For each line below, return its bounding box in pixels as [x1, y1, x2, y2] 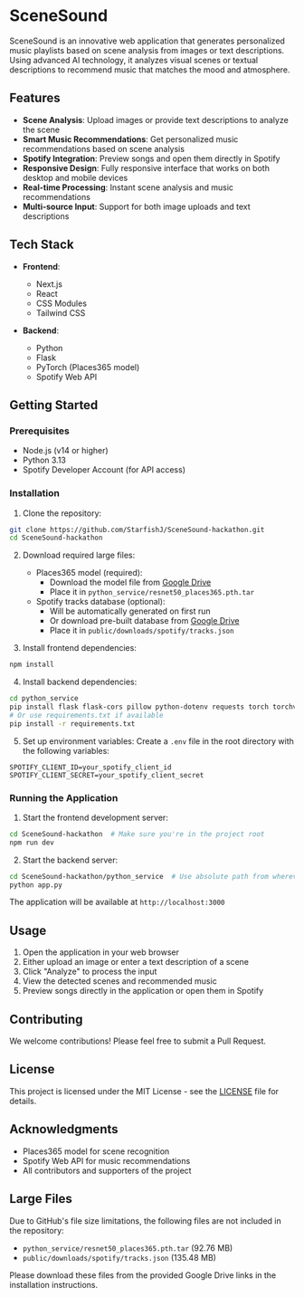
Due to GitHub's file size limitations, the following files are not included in [9, 1215, 282, 1226]
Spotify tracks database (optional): [35, 596, 166, 607]
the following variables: [22, 745, 110, 756]
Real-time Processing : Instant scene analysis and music [22, 182, 233, 193]
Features [9, 91, 61, 106]
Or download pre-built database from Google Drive [49, 615, 240, 626]
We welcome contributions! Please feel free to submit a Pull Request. [9, 1035, 267, 1046]
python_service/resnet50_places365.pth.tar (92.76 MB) [22, 1242, 233, 1254]
